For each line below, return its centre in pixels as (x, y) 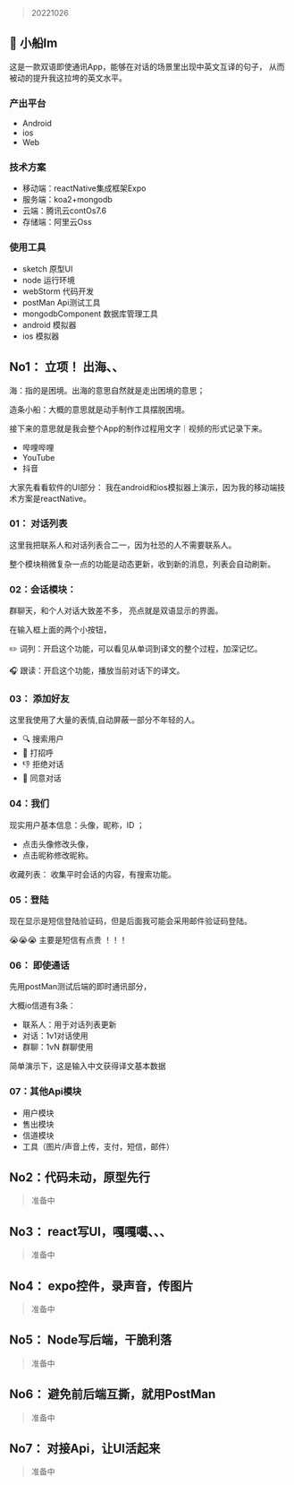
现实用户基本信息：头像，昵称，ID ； (77, 825)
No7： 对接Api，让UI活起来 (85, 1449)
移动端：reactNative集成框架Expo (84, 188)
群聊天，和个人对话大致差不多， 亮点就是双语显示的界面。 (116, 611)
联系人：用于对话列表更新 (69, 1024)
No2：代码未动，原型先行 (80, 1177)
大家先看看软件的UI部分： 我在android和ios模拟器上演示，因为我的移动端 (143, 487)
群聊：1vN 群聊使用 (58, 1047)
